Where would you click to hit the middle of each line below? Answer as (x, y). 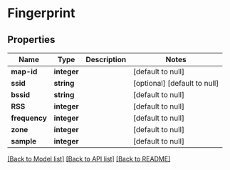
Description (106, 60)
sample (24, 141)
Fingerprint (41, 13)
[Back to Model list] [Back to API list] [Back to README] (89, 159)
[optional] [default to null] (176, 83)
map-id (24, 71)
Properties (31, 40)
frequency (29, 118)
